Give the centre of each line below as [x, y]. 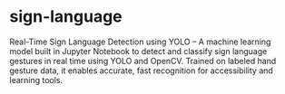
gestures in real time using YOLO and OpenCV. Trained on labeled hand [143, 61]
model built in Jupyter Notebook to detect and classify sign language [138, 51]
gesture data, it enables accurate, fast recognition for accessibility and [142, 70]
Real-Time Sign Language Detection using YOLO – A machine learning [140, 42]
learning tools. [36, 80]
